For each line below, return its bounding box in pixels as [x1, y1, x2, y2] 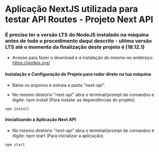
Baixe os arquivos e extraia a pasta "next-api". [12, 82, 106, 88]
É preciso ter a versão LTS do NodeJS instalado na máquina [5, 31, 149, 38]
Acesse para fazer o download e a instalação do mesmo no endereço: [12, 55, 154, 61]
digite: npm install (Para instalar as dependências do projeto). [12, 97, 136, 102]
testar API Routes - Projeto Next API [5, 14, 153, 25]
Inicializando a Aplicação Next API [5, 117, 76, 123]
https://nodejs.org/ [12, 60, 50, 66]
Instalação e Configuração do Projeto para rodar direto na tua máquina [5, 71, 151, 77]
